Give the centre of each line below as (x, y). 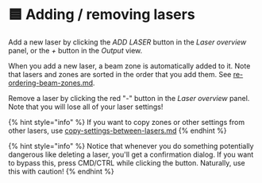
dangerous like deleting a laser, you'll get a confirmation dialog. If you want (131, 154)
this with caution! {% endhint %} (61, 171)
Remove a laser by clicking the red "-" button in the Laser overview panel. (129, 98)
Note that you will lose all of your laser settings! (86, 107)
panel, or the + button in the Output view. (75, 50)
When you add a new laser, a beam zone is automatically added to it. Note (129, 66)
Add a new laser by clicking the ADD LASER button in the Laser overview (127, 42)
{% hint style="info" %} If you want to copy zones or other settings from (126, 122)
